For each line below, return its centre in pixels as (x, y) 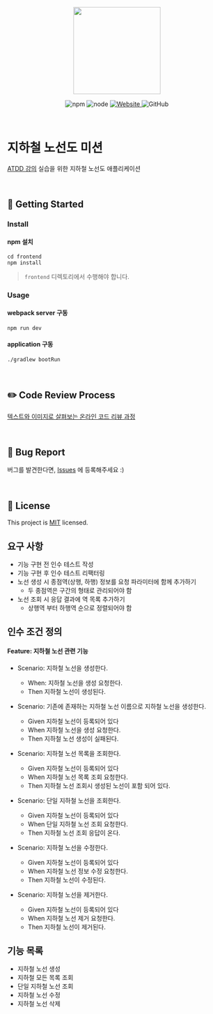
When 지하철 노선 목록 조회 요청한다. (78, 777)
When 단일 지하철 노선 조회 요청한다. (78, 824)
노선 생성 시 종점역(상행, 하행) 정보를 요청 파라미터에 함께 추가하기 (107, 582)
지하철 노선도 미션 (55, 148)
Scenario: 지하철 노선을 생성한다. (62, 668)
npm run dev (24, 328)
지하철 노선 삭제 (39, 1004)
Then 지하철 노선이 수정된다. (66, 879)
